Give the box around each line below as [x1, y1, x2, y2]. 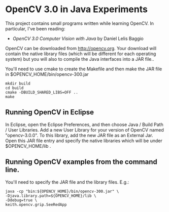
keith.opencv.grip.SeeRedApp [5, 202, 67, 207]
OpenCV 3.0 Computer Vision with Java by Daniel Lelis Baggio [12, 35, 144, 41]
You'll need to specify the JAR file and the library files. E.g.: [5, 179, 129, 185]
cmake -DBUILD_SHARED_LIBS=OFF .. [5, 90, 79, 95]
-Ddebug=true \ [5, 197, 38, 203]
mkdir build [5, 81, 30, 86]
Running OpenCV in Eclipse [5, 108, 94, 117]
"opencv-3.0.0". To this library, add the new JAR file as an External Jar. [5, 132, 153, 138]
